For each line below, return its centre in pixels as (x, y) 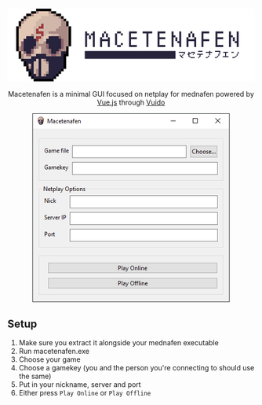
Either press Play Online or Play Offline (85, 393)
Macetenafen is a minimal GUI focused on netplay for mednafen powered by (131, 94)
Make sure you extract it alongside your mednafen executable (118, 343)
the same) (35, 376)
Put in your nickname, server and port (80, 385)
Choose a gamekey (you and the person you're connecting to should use (136, 368)
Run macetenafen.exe (54, 352)
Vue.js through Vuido (131, 102)
